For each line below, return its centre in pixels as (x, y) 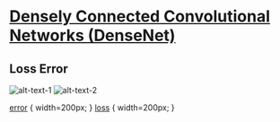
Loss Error (39, 69)
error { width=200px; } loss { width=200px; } (92, 108)
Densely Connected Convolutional (140, 17)
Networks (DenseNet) (92, 35)
